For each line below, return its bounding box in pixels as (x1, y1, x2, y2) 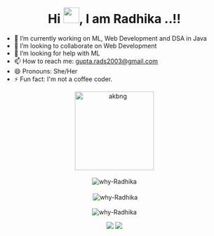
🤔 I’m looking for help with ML (13, 49, 100, 57)
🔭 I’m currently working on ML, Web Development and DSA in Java (13, 34, 207, 42)
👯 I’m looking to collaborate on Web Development (13, 41, 157, 50)
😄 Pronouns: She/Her (13, 67, 78, 75)
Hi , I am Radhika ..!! (48, 11, 181, 27)
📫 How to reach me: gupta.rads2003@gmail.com (13, 57, 158, 65)
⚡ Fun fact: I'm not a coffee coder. (13, 74, 113, 83)
